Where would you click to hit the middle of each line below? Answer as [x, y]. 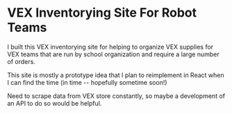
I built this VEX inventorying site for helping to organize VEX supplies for [110, 47]
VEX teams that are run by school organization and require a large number [114, 54]
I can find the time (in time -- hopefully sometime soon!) [88, 82]
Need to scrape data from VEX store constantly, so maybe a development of [116, 96]
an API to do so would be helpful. [55, 103]
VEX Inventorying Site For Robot [102, 13]
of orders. [22, 61]
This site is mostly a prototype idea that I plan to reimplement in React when [116, 75]
